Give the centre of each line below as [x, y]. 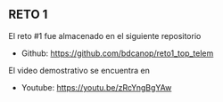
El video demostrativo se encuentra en [79, 70]
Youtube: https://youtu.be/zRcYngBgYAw [96, 87]
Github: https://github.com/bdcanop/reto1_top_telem [117, 53]
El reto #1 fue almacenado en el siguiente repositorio [105, 35]
